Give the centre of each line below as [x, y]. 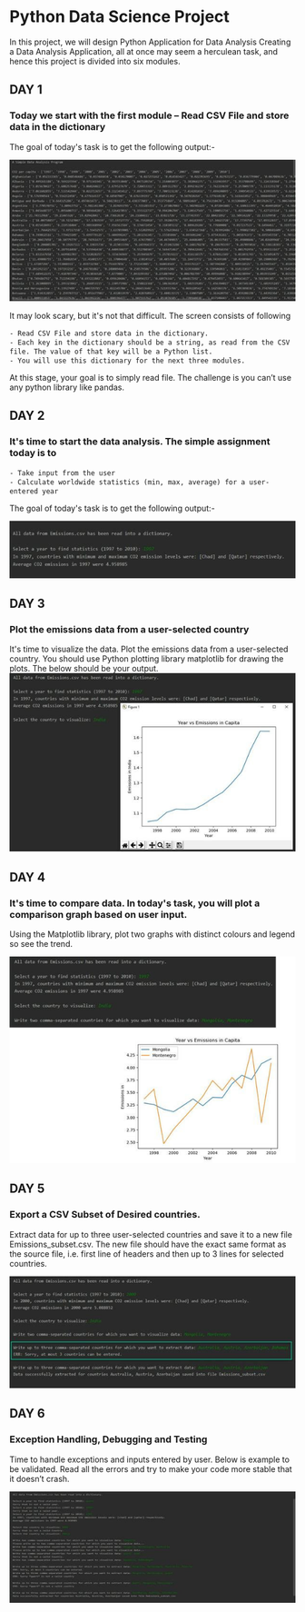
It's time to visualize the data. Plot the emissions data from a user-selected [149, 649]
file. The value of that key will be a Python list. [111, 352]
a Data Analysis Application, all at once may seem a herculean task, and [144, 51]
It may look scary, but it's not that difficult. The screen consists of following [150, 316]
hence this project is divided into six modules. [95, 61]
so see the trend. [41, 944]
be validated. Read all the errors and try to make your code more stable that [151, 1468]
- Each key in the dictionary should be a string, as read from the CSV [150, 343]
